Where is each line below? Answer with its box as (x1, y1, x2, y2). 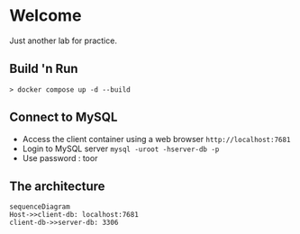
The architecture (9, 178, 105, 193)
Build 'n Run (9, 61, 78, 76)
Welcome (9, 5, 82, 26)
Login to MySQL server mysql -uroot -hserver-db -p (22, 143, 220, 154)
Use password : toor (22, 152, 98, 163)
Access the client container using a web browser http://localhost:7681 (22, 133, 291, 144)
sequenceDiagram (9, 202, 70, 211)
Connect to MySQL (9, 110, 118, 125)
